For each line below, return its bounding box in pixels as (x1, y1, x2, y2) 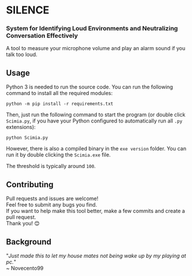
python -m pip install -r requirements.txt (6, 101, 114, 107)
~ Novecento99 (6, 264, 44, 271)
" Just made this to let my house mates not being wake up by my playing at (6, 252, 187, 259)
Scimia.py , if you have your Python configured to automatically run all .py (6, 117, 183, 124)
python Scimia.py (6, 135, 48, 141)
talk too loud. (6, 51, 38, 58)
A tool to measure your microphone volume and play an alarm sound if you (6, 45, 186, 52)
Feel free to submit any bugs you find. (6, 201, 97, 208)
